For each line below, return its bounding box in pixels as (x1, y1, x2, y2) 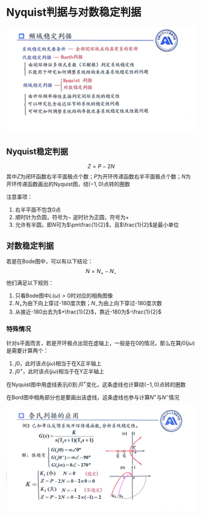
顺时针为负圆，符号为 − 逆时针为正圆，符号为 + (14, 213, 129, 221)
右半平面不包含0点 (14, 206, 61, 213)
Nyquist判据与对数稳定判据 (6, 5, 141, 19)
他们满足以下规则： (6, 279, 54, 286)
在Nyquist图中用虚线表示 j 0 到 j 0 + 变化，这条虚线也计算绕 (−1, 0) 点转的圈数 (6, 379, 186, 388)
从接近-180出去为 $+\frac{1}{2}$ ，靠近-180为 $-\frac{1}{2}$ (14, 308, 162, 315)
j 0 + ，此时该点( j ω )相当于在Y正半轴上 (14, 366, 105, 374)
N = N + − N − (85, 268, 117, 276)
